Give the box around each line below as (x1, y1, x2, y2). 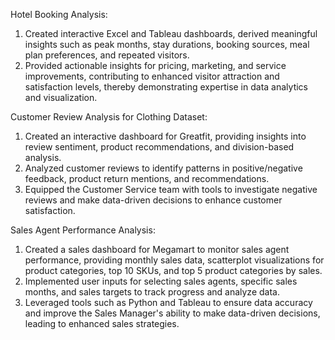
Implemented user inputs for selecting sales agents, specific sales (24, 275, 298, 287)
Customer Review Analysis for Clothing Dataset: (10, 111, 208, 123)
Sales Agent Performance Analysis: (10, 224, 156, 236)
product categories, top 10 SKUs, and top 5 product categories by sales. (24, 265, 323, 276)
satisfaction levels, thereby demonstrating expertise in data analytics (24, 81, 308, 93)
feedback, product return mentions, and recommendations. (24, 173, 270, 184)
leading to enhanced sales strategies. (24, 318, 180, 329)
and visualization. (24, 92, 98, 103)
